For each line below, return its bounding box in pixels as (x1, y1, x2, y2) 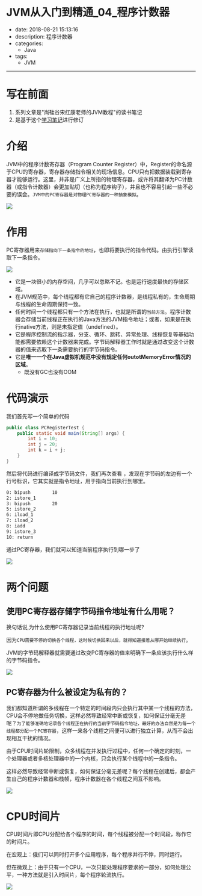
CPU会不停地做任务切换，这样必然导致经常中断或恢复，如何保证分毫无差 (6, 712, 186, 719)
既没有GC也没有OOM (23, 368, 77, 375)
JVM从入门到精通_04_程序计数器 (6, 5, 170, 19)
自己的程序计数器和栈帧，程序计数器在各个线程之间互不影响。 (11, 775, 164, 782)
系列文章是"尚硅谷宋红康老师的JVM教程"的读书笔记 (14, 108, 142, 116)
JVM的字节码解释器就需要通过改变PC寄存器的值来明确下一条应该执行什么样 (6, 649, 194, 656)
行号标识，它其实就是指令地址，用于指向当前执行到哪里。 (6, 477, 148, 485)
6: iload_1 (6, 512, 34, 518)
